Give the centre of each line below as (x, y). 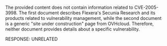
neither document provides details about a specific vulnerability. (73, 29)
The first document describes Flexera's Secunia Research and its (87, 13)
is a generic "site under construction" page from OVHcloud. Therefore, (80, 24)
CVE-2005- (146, 7)
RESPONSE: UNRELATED (32, 39)
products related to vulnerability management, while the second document (83, 18)
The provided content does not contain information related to (69, 7)
